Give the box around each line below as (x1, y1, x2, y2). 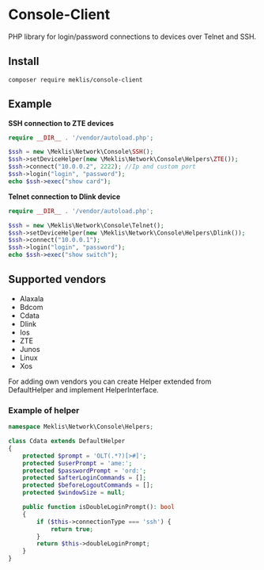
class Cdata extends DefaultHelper (8, 438, 126, 446)
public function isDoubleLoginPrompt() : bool (22, 503, 175, 511)
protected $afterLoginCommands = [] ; (22, 474, 147, 482)
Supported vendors (8, 273, 107, 286)
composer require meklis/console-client (8, 75, 144, 84)
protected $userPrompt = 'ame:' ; (22, 459, 133, 467)
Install (8, 55, 40, 68)
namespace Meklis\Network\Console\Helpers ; (8, 423, 154, 431)
